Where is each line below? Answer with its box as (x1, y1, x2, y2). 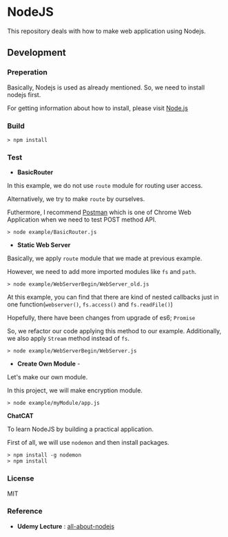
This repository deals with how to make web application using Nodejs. (7, 27, 206, 35)
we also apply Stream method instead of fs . (7, 335, 129, 343)
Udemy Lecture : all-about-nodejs (17, 522, 115, 530)
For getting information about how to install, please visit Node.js (7, 104, 188, 112)
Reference (7, 507, 43, 516)
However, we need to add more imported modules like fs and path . (7, 268, 197, 276)
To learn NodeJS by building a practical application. (7, 425, 154, 434)
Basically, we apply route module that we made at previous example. (7, 254, 203, 262)
